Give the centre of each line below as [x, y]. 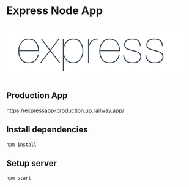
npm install [21, 145]
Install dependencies [47, 130]
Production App [37, 96]
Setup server [31, 163]
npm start [19, 178]
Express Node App [54, 11]
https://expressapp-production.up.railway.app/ [65, 110]
